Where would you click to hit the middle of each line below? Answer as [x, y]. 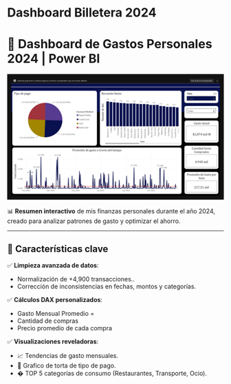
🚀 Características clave [58, 249]
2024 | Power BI [54, 59]
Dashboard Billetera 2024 [82, 13]
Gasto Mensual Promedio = [56, 314]
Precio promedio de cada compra [64, 328]
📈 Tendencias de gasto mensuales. [68, 356]
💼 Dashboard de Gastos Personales [110, 44]
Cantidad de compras [48, 321]
